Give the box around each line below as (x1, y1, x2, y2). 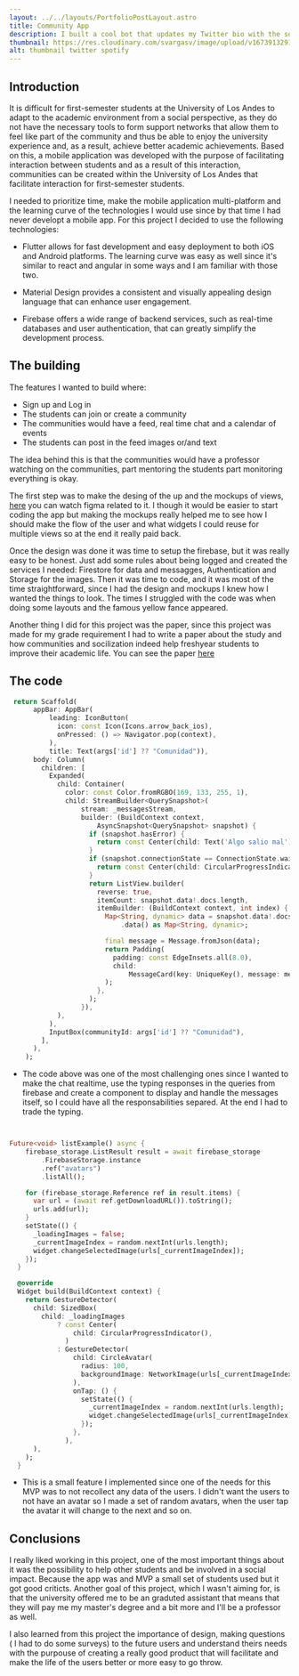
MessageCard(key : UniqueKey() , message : (128, 969, 280, 979)
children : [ (41, 763, 86, 773)
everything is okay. (9, 473, 78, 483)
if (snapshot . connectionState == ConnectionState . (88, 854, 280, 863)
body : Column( (32, 755, 86, 764)
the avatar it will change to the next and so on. (21, 1505, 192, 1516)
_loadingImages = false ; (32, 1229, 125, 1238)
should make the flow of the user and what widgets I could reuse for (9, 518, 260, 530)
